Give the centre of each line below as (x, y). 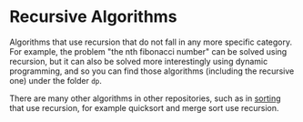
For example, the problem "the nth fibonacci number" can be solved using (148, 51)
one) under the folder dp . (56, 80)
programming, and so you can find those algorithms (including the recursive (152, 71)
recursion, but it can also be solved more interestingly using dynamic (139, 61)
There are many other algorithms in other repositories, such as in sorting (145, 98)
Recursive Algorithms (93, 17)
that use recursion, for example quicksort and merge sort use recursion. (144, 107)
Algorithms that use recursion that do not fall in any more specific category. (151, 42)
